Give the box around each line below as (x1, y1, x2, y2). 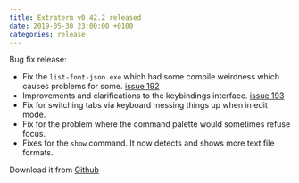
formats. (21, 147, 54, 158)
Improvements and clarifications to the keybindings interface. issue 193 (21, 90, 285, 101)
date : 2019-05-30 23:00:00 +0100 (9, 21, 134, 30)
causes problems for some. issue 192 (21, 81, 160, 92)
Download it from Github (9, 164, 100, 175)
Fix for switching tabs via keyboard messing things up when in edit (21, 100, 268, 111)
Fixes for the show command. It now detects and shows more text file (21, 137, 275, 148)
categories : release (9, 29, 87, 38)
